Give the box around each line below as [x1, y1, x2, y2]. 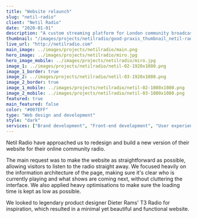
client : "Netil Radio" [6, 19, 62, 25]
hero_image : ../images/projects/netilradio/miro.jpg [6, 52, 138, 58]
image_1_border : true [6, 69, 59, 74]
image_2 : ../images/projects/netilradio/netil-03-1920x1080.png [6, 74, 167, 80]
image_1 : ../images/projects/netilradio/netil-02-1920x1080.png [6, 63, 167, 69]
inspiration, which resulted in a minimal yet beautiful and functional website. [6, 206, 189, 212]
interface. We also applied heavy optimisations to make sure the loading [6, 182, 180, 188]
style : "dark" [6, 118, 41, 124]
